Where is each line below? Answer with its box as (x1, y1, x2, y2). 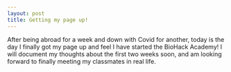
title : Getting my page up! (7, 16, 89, 23)
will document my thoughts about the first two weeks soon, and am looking (7, 49, 222, 58)
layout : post (7, 10, 45, 17)
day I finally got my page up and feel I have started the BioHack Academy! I (7, 43, 223, 51)
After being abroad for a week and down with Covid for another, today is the (7, 35, 225, 43)
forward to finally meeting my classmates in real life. (7, 57, 156, 65)
